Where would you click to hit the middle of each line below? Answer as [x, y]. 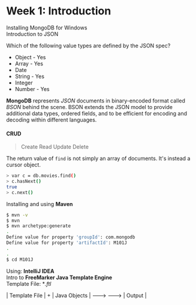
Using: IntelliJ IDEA [30, 271]
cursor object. [23, 165]
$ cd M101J [20, 259]
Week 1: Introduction [59, 11]
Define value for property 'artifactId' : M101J [67, 243]
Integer [24, 83]
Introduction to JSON [32, 34]
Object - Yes [30, 57]
